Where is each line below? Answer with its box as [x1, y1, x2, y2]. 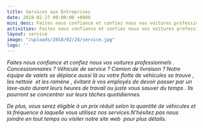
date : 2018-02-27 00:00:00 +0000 [7, 14, 91, 20]
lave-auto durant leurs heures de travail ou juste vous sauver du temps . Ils [7, 84, 193, 91]
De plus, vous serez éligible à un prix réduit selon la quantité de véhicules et [7, 102, 196, 109]
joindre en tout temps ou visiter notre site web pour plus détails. [7, 115, 167, 122]
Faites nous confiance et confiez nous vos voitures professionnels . [7, 58, 175, 66]
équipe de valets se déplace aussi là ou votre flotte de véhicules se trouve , [7, 72, 195, 79]
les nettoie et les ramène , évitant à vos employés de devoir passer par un [7, 78, 192, 85]
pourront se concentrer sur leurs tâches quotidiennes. [7, 91, 141, 98]
